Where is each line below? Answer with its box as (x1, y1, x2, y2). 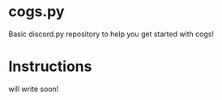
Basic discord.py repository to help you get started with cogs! (8, 29, 215, 39)
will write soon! (8, 84, 59, 94)
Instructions (8, 57, 92, 76)
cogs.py (8, 2, 65, 21)
